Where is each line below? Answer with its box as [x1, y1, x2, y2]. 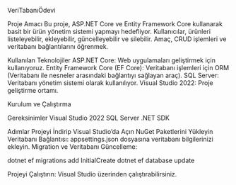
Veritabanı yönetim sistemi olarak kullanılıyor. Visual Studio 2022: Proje [7, 79, 213, 87]
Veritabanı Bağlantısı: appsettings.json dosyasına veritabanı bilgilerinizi [7, 135, 213, 143]
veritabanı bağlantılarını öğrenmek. [7, 43, 109, 50]
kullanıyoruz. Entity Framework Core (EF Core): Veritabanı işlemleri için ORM [7, 64, 230, 72]
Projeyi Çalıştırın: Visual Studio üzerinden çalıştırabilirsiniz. [7, 170, 177, 178]
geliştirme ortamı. [7, 86, 59, 94]
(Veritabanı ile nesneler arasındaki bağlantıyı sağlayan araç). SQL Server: [7, 71, 219, 79]
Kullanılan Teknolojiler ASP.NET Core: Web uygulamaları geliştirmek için [7, 56, 216, 65]
